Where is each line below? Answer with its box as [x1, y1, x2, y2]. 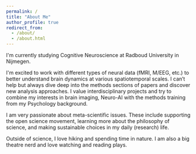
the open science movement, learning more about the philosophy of [6, 118, 170, 124]
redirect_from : [6, 24, 43, 31]
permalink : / [6, 8, 38, 15]
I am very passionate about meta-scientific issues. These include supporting [6, 111, 191, 118]
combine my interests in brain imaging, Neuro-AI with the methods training [6, 94, 186, 101]
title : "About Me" [6, 14, 51, 20]
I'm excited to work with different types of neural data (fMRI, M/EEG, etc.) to [6, 69, 189, 76]
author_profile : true [6, 19, 59, 25]
